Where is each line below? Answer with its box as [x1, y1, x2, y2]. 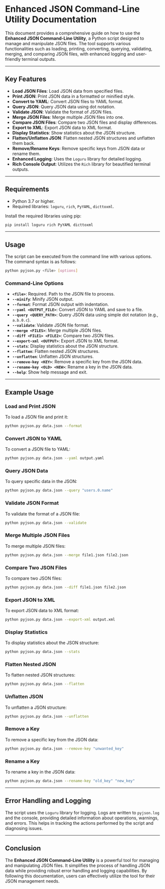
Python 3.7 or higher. [12, 198, 55, 204]
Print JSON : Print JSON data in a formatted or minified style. [12, 93, 135, 99]
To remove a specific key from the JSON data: [5, 736, 99, 742]
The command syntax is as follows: [5, 259, 77, 265]
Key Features [5, 75, 47, 83]
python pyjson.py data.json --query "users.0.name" [5, 488, 113, 493]
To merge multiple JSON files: [5, 543, 66, 549]
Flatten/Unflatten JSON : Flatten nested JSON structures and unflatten [12, 135, 155, 141]
